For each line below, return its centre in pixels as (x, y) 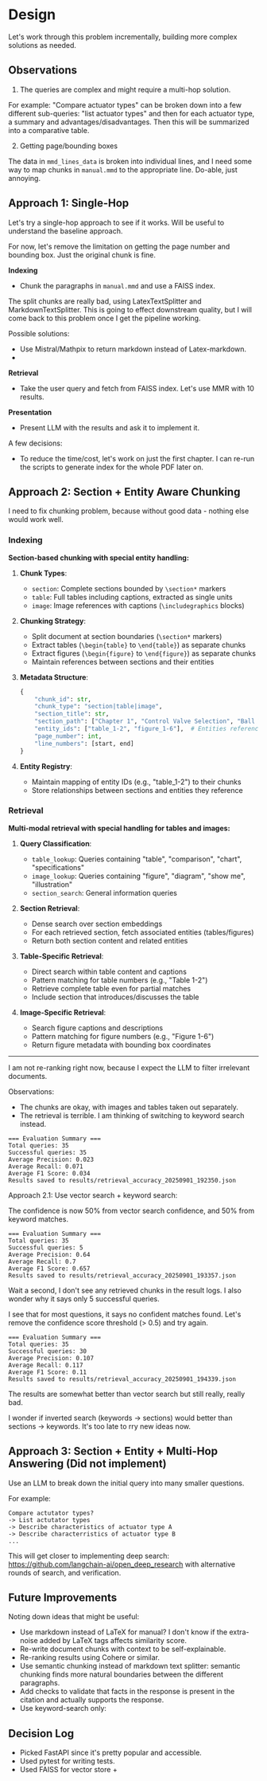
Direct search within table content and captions (109, 971)
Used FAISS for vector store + (68, 1770)
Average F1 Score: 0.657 (49, 1269)
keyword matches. (39, 1219)
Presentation (30, 412)
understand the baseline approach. (66, 231)
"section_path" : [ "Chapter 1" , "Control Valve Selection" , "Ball (145, 722)
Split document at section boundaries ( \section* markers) (127, 636)
